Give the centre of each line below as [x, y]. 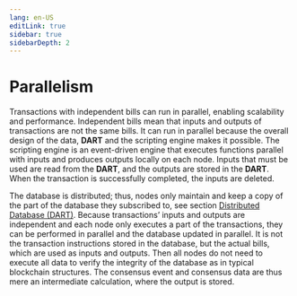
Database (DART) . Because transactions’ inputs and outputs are [127, 215]
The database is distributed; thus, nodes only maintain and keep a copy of [146, 196]
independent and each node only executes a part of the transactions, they [146, 224]
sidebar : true [36, 34]
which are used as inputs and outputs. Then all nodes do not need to [136, 253]
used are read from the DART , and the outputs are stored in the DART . [139, 169]
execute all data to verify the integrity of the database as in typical [131, 263]
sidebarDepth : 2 [39, 43]
